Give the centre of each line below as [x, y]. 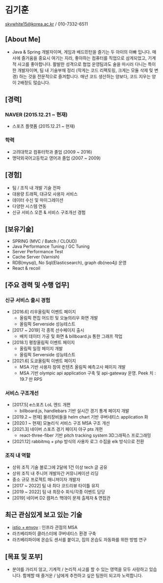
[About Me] [23, 40]
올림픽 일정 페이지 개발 [41, 348]
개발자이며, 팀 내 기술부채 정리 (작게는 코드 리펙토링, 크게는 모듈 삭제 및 [85, 70]
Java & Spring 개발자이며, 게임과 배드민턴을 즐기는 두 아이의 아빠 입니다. [81, 52]
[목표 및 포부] [24, 557]
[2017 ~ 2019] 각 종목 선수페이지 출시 [48, 330]
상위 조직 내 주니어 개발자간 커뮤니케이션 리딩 [55, 473]
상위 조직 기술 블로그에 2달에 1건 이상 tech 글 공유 [60, 467]
